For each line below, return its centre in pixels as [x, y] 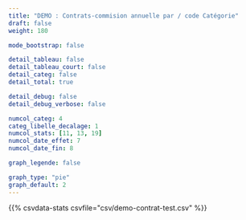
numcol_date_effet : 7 [45, 141]
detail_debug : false [43, 96]
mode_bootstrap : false [46, 45]
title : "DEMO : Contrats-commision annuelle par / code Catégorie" [124, 16]
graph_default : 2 [37, 185]
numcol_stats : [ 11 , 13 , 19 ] [55, 133]
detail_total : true [41, 82]
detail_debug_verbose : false [57, 104]
